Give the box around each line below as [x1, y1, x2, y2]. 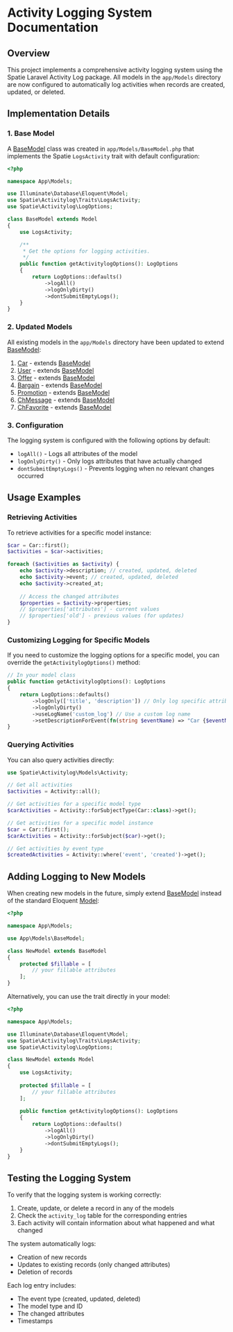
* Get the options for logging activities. [22, 248, 150, 255]
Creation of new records [17, 1253, 87, 1261]
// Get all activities [7, 782, 73, 789]
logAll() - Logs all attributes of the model [17, 449, 138, 457]
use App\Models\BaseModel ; [7, 935, 85, 942]
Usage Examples [7, 491, 81, 504]
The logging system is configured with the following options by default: [7, 436, 210, 444]
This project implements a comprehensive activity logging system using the [7, 66, 223, 74]
